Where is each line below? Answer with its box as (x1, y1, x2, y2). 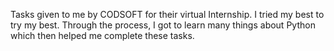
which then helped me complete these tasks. (10, 30, 195, 41)
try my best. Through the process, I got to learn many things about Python (10, 19, 316, 31)
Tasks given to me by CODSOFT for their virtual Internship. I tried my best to (10, 9, 325, 20)
